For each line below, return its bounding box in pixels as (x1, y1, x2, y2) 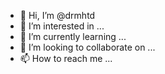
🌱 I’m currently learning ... (19, 31, 127, 42)
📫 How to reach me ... (19, 53, 113, 64)
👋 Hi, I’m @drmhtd (19, 10, 96, 21)
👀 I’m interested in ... (19, 20, 105, 32)
